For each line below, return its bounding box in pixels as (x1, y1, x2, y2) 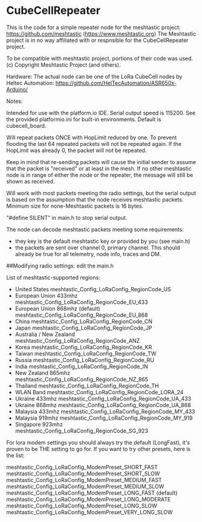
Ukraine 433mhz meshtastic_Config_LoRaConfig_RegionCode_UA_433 (15, 395, 192, 402)
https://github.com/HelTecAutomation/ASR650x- (55, 79, 177, 87)
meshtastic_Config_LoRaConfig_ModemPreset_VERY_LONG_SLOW (6, 508, 174, 515)
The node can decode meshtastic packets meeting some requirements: (6, 225, 184, 233)
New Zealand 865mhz (15, 369, 71, 376)
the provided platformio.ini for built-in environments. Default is (6, 116, 161, 123)
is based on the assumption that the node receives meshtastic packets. (6, 196, 184, 203)
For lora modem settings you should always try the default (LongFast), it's (6, 438, 191, 446)
